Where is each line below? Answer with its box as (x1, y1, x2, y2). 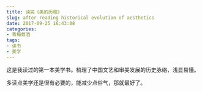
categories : (6, 26, 37, 32)
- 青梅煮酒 (6, 32, 31, 38)
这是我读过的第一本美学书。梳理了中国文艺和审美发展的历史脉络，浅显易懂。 (6, 66, 200, 73)
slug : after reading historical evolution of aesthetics (6, 15, 155, 21)
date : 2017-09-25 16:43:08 (6, 20, 75, 26)
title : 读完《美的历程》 (6, 9, 62, 15)
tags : (6, 37, 20, 43)
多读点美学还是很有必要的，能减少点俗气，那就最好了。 (6, 79, 146, 86)
